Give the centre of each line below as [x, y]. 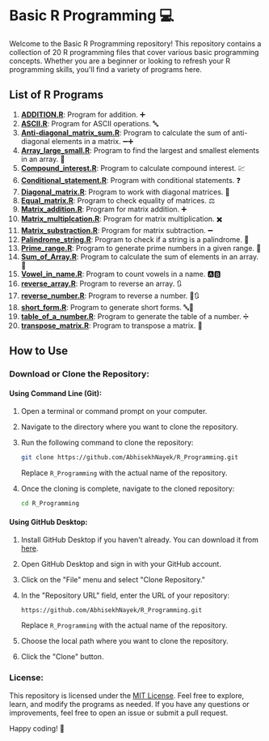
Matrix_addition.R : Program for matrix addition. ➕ [104, 209]
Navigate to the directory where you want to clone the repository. [130, 427]
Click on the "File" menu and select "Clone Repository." [113, 580]
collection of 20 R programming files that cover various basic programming [134, 52]
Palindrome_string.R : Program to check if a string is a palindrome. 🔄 [135, 239]
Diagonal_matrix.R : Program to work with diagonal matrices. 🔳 [125, 192]
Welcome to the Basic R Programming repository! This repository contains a [135, 43]
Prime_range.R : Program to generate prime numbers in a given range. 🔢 [141, 248]
